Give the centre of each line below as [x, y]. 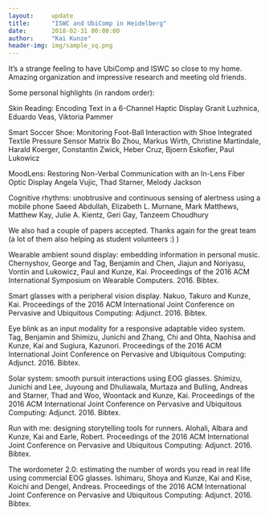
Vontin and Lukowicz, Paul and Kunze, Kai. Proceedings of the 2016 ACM [129, 272]
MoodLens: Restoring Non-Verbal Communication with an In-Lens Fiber [127, 174]
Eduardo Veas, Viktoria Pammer [61, 117]
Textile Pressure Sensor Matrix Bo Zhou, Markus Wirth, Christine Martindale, [134, 141]
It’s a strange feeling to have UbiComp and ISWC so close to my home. [125, 68]
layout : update [41, 16]
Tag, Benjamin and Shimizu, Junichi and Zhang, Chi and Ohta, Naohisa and [132, 337]
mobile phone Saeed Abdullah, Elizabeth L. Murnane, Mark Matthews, [124, 207]
